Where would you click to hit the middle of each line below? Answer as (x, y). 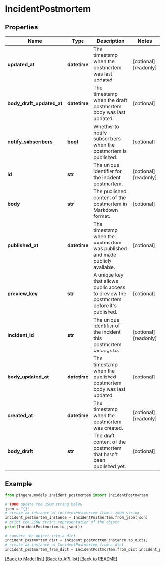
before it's (105, 306)
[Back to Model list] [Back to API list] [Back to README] (61, 559)
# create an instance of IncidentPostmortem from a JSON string (72, 513)
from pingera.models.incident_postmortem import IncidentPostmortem (77, 495)
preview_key (23, 293)
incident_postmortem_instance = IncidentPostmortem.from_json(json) (77, 518)
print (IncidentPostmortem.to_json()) (44, 527)
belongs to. (106, 350)
